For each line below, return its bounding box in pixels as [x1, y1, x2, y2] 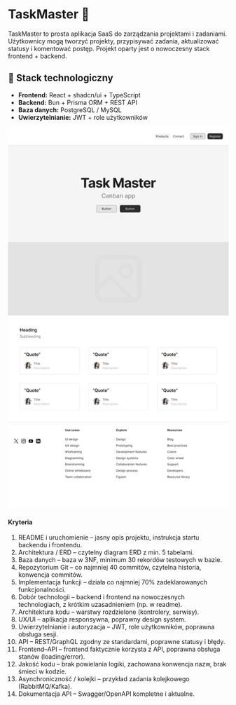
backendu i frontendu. [18, 541, 83, 549]
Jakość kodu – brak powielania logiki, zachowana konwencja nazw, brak [18, 660, 227, 669]
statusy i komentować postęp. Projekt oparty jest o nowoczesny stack [8, 44, 210, 53]
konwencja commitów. [18, 570, 83, 579]
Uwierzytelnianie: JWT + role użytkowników [18, 113, 148, 121]
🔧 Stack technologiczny [8, 72, 114, 84]
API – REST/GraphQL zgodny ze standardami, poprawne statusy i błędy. [18, 638, 225, 646]
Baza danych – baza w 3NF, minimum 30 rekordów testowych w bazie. [18, 556, 223, 564]
